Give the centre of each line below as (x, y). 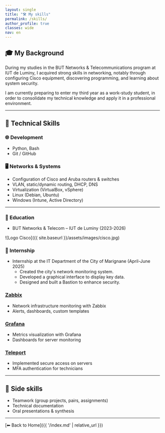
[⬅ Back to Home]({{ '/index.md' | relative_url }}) (54, 425)
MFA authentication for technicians (47, 368)
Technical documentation (38, 406)
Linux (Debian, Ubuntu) (36, 195)
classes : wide (20, 28)
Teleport (15, 352)
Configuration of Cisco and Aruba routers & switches (66, 179)
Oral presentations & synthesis (43, 411)
